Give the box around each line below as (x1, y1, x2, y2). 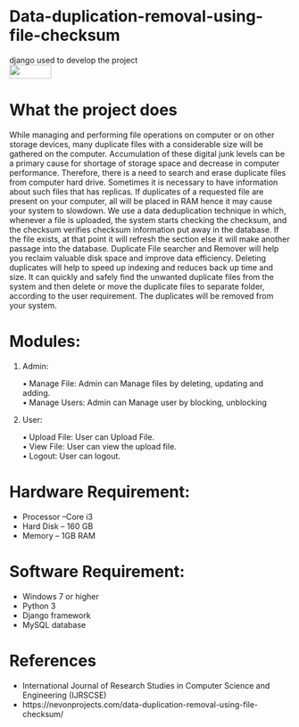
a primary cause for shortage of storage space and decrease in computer (9, 158, 280, 169)
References (9, 650, 96, 671)
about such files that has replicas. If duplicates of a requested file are (9, 186, 264, 197)
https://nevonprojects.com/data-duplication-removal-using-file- (21, 698, 259, 710)
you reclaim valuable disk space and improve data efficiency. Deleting (9, 252, 266, 263)
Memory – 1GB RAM (21, 530, 96, 541)
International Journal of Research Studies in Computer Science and (21, 680, 270, 690)
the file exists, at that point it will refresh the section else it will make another (9, 234, 290, 244)
